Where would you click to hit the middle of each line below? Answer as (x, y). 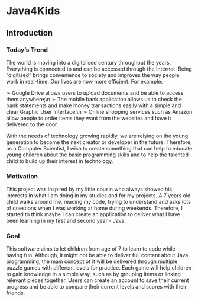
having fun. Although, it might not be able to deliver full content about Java (97, 255)
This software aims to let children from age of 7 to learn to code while (91, 249)
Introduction (30, 33)
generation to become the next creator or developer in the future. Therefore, (99, 142)
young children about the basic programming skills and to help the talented (98, 155)
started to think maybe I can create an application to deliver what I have (93, 214)
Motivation (22, 176)
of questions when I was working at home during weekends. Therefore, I (95, 208)
